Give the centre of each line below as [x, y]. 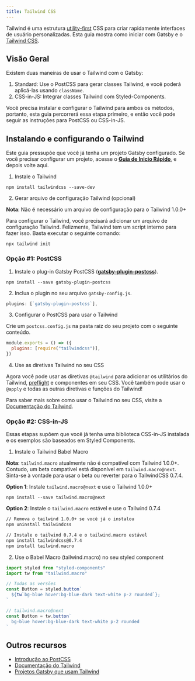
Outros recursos [36, 645]
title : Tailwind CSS [31, 11]
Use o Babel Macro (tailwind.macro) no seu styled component [89, 557]
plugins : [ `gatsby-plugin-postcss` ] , [52, 304]
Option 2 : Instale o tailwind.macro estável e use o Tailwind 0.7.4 [83, 509]
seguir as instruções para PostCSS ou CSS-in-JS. [66, 120]
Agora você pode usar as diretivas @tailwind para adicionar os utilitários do [97, 376]
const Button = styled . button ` [44, 589]
